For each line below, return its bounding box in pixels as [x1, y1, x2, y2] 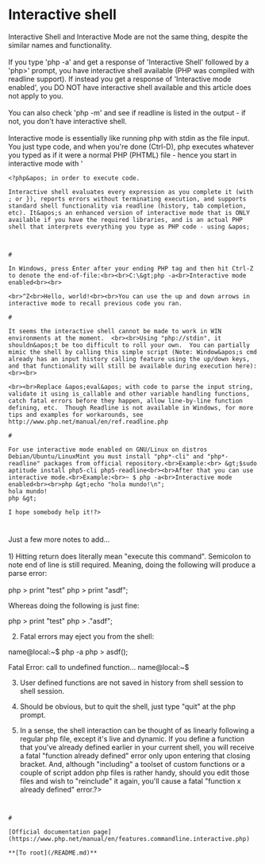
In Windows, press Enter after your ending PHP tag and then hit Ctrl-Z [8, 264, 254, 272]
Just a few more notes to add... [8, 535, 110, 544]
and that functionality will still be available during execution [8, 362, 232, 370]
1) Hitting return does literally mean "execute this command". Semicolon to [8, 551, 252, 562]
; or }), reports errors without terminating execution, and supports [8, 195, 247, 203]
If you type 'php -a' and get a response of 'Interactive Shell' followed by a [8, 57, 249, 67]
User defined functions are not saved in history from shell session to [19, 678, 244, 687]
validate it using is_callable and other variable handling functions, [8, 390, 250, 398]
